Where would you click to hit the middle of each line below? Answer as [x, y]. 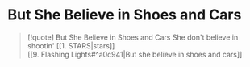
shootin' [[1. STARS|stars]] [71, 45]
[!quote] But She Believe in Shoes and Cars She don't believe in [133, 37]
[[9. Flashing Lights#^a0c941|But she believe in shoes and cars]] [135, 54]
